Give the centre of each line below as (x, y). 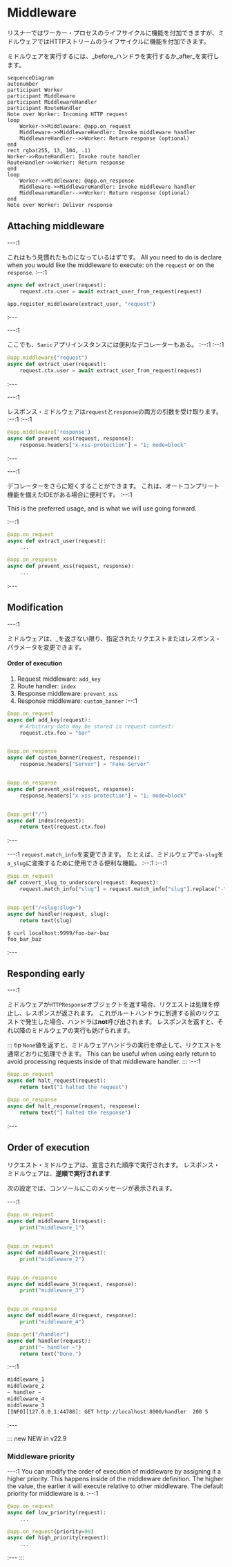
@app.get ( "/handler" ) (38, 1334)
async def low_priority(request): (57, 1512)
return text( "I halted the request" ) (74, 1088)
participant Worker (35, 90)
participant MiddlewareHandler (52, 102)
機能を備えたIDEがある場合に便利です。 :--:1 (70, 494)
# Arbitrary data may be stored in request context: (97, 726)
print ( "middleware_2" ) (52, 1259)
